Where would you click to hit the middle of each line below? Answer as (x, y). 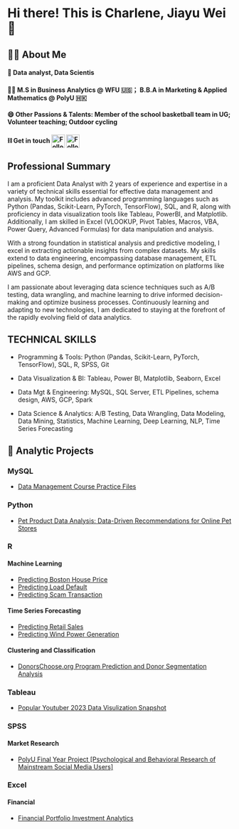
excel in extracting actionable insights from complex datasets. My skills (112, 250)
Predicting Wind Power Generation (68, 634)
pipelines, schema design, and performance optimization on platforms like (116, 266)
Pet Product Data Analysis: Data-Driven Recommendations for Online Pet (124, 521)
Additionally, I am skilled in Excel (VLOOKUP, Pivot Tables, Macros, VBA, (113, 221)
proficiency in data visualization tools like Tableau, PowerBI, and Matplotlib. (118, 214)
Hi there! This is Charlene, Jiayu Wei (117, 13)
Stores (27, 528)
